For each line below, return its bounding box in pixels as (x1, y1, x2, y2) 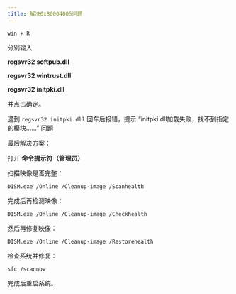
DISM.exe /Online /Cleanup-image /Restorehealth (7, 238, 154, 245)
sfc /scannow (7, 266, 46, 273)
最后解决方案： (7, 138, 51, 147)
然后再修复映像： (7, 224, 57, 232)
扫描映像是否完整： (7, 168, 64, 178)
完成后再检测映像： (7, 196, 64, 205)
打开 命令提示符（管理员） (7, 153, 84, 162)
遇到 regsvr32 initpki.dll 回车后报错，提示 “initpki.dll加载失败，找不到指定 (7, 114, 229, 123)
